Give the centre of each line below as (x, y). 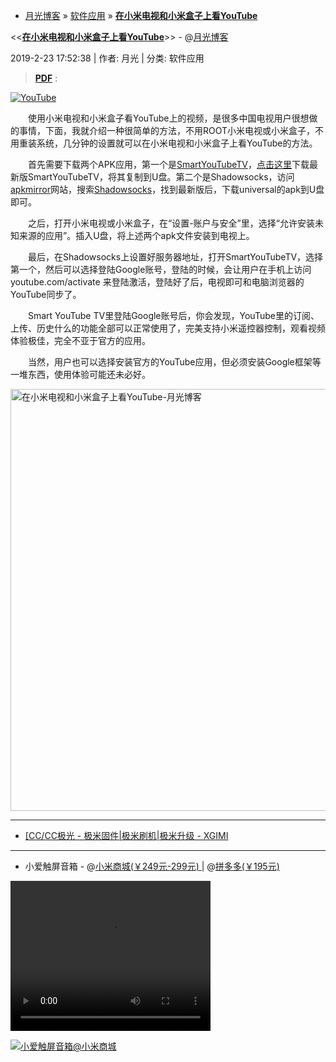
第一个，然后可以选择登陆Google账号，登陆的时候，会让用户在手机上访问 (161, 269)
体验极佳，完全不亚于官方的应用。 (80, 340)
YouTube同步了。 (46, 294)
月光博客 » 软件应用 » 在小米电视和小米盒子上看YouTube (141, 15)
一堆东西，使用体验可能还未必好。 (80, 374)
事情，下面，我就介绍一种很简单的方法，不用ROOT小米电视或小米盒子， (167, 130)
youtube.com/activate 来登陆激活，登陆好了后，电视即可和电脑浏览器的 (157, 282)
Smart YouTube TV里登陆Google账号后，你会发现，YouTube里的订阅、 (173, 315)
